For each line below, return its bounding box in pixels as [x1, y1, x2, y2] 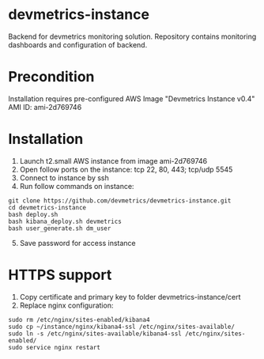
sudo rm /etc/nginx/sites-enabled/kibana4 [8, 316, 150, 323]
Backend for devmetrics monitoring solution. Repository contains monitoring [8, 32, 257, 41]
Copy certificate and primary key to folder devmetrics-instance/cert [19, 292, 241, 301]
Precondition [8, 68, 95, 86]
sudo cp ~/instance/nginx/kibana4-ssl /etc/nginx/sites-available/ [8, 323, 236, 331]
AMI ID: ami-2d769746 [8, 102, 82, 111]
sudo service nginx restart [8, 343, 101, 351]
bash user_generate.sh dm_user [8, 224, 111, 232]
